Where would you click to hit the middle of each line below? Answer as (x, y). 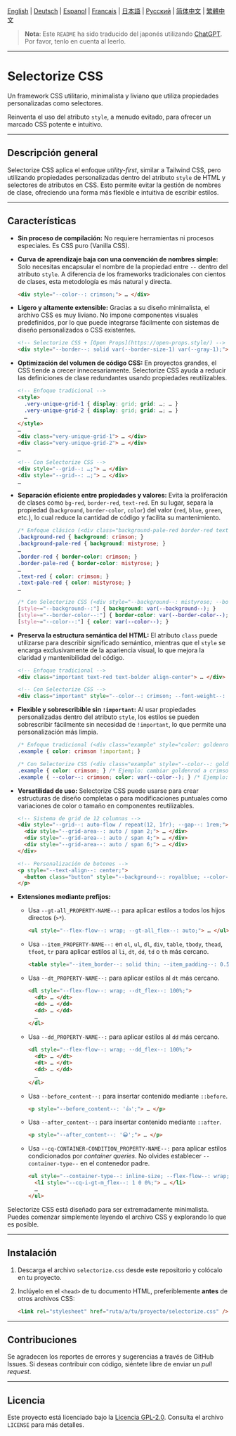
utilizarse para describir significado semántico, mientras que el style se (122, 642)
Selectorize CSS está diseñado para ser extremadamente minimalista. (108, 1209)
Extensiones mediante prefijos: (64, 897)
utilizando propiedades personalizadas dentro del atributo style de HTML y (117, 177)
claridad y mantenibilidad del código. (71, 657)
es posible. (23, 1224)
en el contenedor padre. (115, 1163)
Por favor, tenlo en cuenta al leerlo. (75, 41)
